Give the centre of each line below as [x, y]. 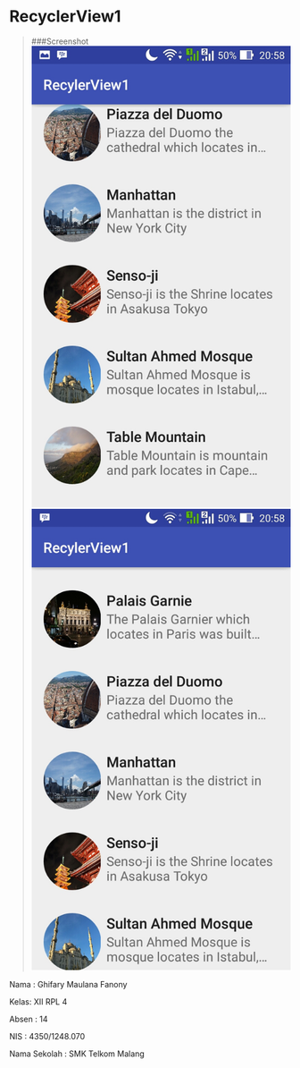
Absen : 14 [29, 1019]
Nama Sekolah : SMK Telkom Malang [77, 1054]
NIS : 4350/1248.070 [47, 1037]
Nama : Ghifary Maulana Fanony [68, 985]
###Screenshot [60, 41]
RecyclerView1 [65, 17]
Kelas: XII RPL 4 [38, 1002]
